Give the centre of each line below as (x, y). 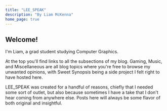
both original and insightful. (34, 103)
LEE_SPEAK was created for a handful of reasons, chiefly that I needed (79, 87)
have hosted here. (24, 77)
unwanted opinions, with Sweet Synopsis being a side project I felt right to (83, 72)
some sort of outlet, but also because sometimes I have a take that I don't (82, 92)
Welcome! (22, 39)
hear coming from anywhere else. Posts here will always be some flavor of (83, 98)
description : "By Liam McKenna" (39, 15)
